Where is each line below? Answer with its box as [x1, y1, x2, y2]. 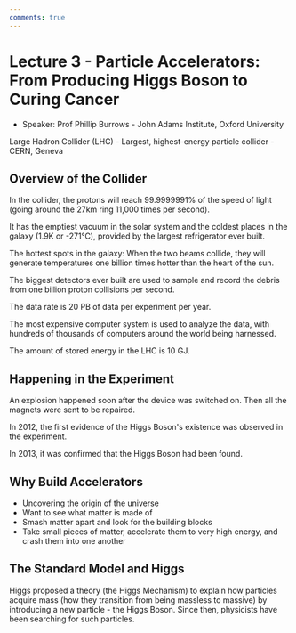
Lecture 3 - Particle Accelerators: [9, 51, 260, 71]
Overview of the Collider [9, 171, 148, 186]
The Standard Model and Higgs [9, 562, 185, 577]
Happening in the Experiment [9, 371, 175, 386]
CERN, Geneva [9, 145, 64, 156]
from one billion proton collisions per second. [9, 284, 175, 295]
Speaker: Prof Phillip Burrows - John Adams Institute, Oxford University [21, 118, 284, 129]
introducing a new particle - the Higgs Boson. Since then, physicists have [9, 604, 278, 614]
